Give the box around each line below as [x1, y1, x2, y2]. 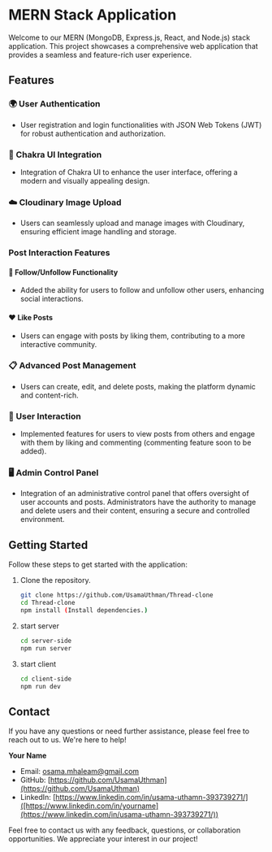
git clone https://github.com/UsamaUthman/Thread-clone [19, 591, 214, 599]
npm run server [19, 644, 72, 652]
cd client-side [19, 675, 72, 683]
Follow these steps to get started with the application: [8, 559, 188, 570]
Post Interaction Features [8, 247, 110, 259]
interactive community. [19, 339, 97, 349]
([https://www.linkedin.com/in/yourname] [19, 801, 159, 811]
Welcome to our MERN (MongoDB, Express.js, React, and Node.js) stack [8, 33, 250, 42]
